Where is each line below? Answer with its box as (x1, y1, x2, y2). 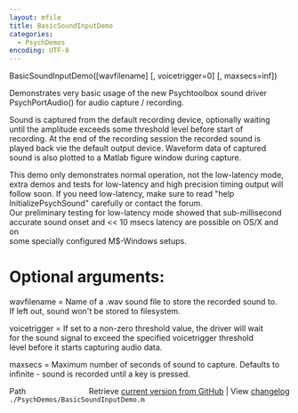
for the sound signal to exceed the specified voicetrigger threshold (9, 333, 254, 344)
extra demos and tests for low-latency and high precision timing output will (9, 179, 284, 190)
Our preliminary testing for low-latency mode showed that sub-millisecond (9, 207, 282, 218)
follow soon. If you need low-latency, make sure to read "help (9, 189, 235, 199)
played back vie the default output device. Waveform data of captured (9, 143, 267, 154)
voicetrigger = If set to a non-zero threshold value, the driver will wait (9, 323, 264, 334)
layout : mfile (9, 12, 62, 22)
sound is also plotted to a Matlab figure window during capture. (9, 152, 242, 163)
